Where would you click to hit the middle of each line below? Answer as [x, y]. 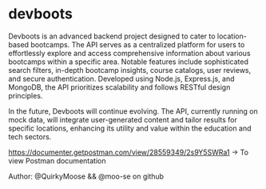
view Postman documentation [57, 160]
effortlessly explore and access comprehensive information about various [129, 53]
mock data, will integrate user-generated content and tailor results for [123, 119]
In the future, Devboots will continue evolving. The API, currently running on [133, 111]
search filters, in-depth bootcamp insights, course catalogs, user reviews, [130, 70]
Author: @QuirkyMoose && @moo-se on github [86, 176]
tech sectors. [30, 136]
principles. [26, 95]
